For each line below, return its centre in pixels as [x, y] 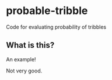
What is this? [30, 45]
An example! [21, 59]
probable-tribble [47, 11]
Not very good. [24, 71]
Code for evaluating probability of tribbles [56, 27]
